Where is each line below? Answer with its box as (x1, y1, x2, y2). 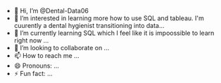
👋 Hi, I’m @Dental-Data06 (13, 7, 89, 15)
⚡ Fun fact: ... (13, 70, 53, 77)
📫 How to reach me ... (13, 52, 80, 59)
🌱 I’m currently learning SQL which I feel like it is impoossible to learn (13, 29, 215, 37)
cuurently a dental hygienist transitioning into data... (13, 22, 165, 29)
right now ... (13, 36, 49, 45)
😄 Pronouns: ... (13, 61, 60, 70)
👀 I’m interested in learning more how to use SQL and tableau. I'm (13, 14, 204, 22)
